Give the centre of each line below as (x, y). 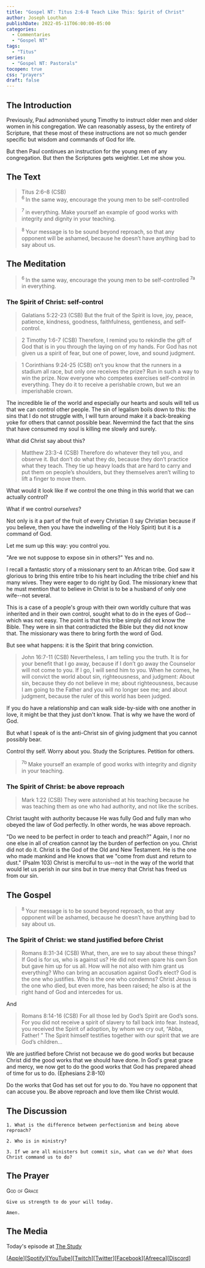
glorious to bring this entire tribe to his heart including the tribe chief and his (102, 576)
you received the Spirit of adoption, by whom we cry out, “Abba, (102, 1029)
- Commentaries (31, 35)
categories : (21, 29)
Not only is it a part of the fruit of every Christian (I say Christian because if (101, 521)
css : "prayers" (26, 75)
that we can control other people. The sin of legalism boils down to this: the (101, 409)
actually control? (27, 497)
